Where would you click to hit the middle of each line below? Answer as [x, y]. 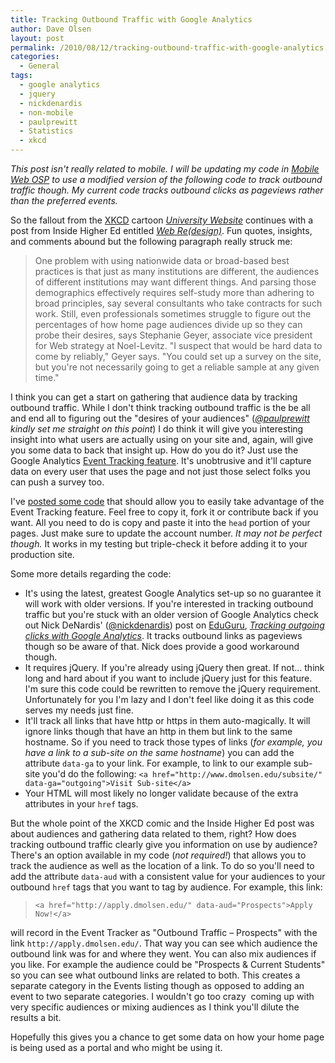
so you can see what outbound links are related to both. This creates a [155, 975]
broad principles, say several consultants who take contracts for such [178, 303]
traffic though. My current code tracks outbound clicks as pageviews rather [167, 190]
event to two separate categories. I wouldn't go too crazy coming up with [162, 996]
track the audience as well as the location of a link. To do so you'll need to [162, 865]
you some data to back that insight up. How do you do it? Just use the [154, 450]
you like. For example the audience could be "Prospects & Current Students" [168, 964]
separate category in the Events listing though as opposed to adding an [157, 985]
